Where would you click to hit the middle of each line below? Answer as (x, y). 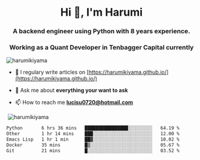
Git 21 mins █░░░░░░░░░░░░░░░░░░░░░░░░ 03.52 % (93, 150)
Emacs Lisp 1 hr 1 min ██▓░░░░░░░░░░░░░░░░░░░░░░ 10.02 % (93, 139)
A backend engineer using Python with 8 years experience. (102, 31)
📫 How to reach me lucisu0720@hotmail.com (74, 103)
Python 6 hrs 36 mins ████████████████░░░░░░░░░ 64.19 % (93, 128)
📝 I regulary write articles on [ (52, 72)
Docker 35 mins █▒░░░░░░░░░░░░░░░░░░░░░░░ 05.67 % (93, 145)
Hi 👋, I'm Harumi (102, 12)
